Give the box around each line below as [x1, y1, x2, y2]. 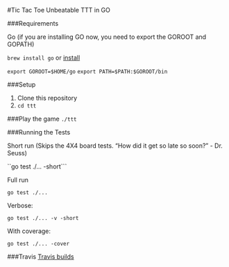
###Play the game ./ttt [7, 114, 77, 123]
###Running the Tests [7, 128, 71, 136]
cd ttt [17, 103, 37, 110]
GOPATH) [7, 40, 35, 48]
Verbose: [7, 201, 33, 209]
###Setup [7, 80, 36, 89]
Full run [7, 176, 29, 184]
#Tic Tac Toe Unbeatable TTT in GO [7, 6, 111, 14]
